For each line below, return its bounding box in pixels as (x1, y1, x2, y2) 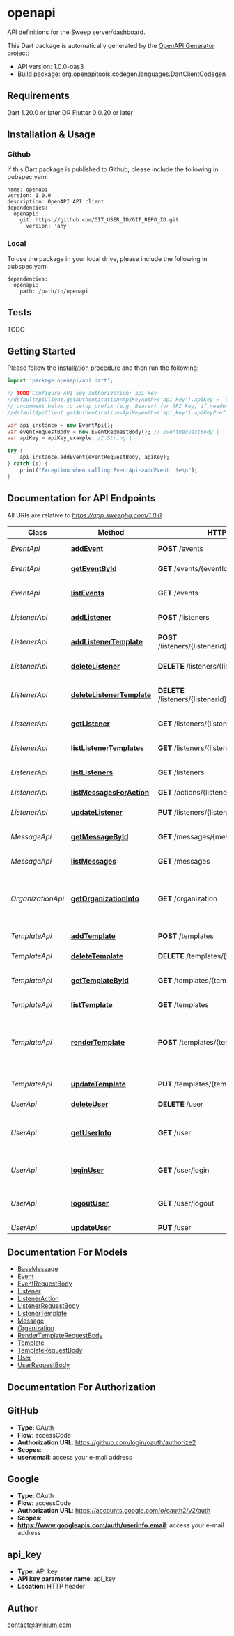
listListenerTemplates (70, 743, 145, 753)
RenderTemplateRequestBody (17, 1332, 103, 1340)
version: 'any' (25, 223, 70, 230)
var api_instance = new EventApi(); (7, 421, 114, 429)
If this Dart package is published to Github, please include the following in (7, 165, 219, 173)
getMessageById (70, 832, 129, 841)
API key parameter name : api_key (17, 1575, 116, 1583)
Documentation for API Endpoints (7, 492, 156, 504)
